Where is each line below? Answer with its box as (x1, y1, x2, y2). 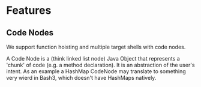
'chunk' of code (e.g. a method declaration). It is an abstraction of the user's (6, 61, 195, 68)
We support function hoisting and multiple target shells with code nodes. (6, 43, 186, 50)
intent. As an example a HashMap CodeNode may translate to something (6, 68, 186, 75)
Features (6, 4, 52, 17)
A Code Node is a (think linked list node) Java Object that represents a (6, 55, 180, 62)
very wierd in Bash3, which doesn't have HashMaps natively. (6, 74, 157, 81)
